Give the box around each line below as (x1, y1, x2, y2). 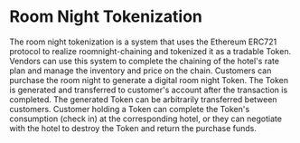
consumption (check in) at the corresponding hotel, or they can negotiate (9, 113, 283, 124)
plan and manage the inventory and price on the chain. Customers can (9, 65, 272, 76)
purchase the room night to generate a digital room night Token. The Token (9, 74, 289, 85)
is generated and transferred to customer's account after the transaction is (9, 84, 288, 95)
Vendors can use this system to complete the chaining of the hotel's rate (9, 55, 280, 66)
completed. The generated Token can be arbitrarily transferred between (9, 93, 277, 105)
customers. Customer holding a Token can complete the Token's (9, 103, 250, 114)
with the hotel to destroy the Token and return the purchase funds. (9, 122, 258, 133)
